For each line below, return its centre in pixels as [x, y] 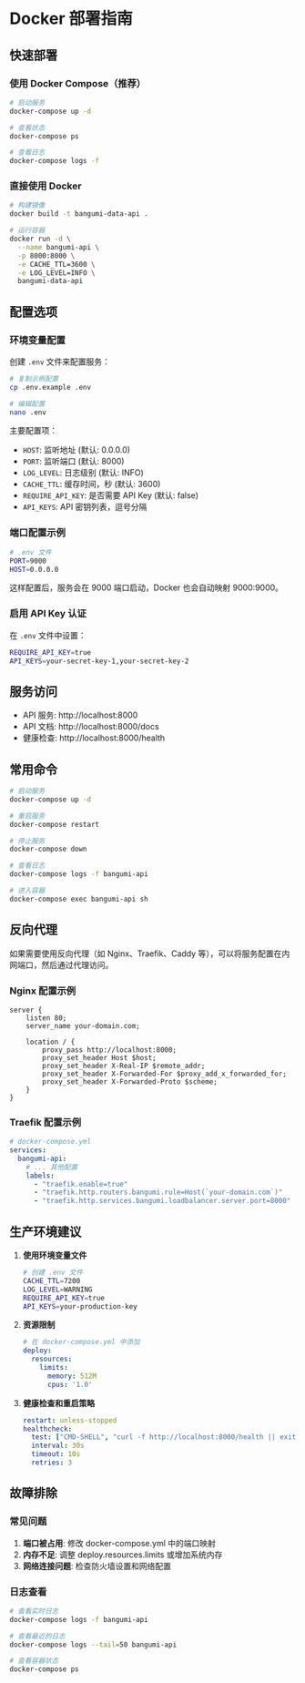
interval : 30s [58, 1446]
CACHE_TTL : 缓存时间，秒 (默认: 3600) [91, 484]
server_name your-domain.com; [83, 1025]
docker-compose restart [55, 824]
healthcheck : [47, 1429]
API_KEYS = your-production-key [80, 1306]
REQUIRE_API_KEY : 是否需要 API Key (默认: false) [110, 495]
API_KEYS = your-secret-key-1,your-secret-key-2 [99, 661]
